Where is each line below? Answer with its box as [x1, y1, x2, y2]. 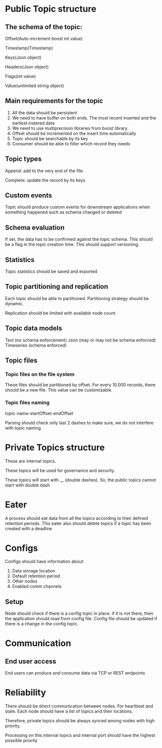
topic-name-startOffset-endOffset [5, 410, 74, 416]
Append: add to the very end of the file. [5, 168, 84, 174]
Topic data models [5, 324, 62, 333]
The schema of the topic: [5, 23, 83, 31]
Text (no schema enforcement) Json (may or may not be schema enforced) [5, 337, 156, 343]
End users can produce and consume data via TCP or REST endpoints [5, 670, 145, 676]
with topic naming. [5, 425, 42, 431]
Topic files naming [5, 399, 50, 406]
